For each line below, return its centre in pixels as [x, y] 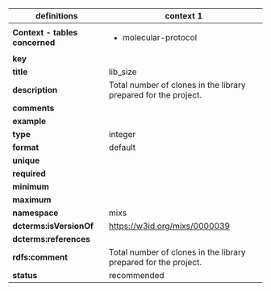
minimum [31, 187]
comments [33, 108]
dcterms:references [51, 239]
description [35, 90]
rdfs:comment [40, 257]
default [122, 147]
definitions [56, 16]
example [29, 121]
